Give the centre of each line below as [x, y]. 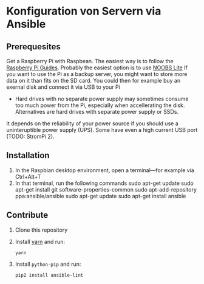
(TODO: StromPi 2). [30, 136]
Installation [28, 155]
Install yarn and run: [40, 241]
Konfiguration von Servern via [84, 11]
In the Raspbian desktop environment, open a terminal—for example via [104, 170]
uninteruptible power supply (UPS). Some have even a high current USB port [102, 130]
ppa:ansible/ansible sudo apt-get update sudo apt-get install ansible [100, 196]
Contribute [27, 215]
